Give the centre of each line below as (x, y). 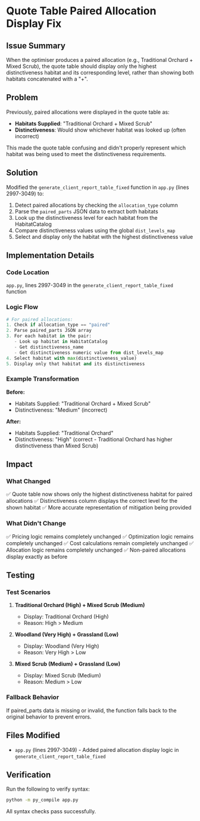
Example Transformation (43, 379)
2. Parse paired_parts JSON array (49, 331)
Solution (22, 173)
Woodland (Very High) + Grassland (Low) (67, 635)
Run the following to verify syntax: (48, 789)
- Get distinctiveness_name (49, 347)
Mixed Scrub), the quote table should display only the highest (81, 66)
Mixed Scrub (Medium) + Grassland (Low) (68, 664)
